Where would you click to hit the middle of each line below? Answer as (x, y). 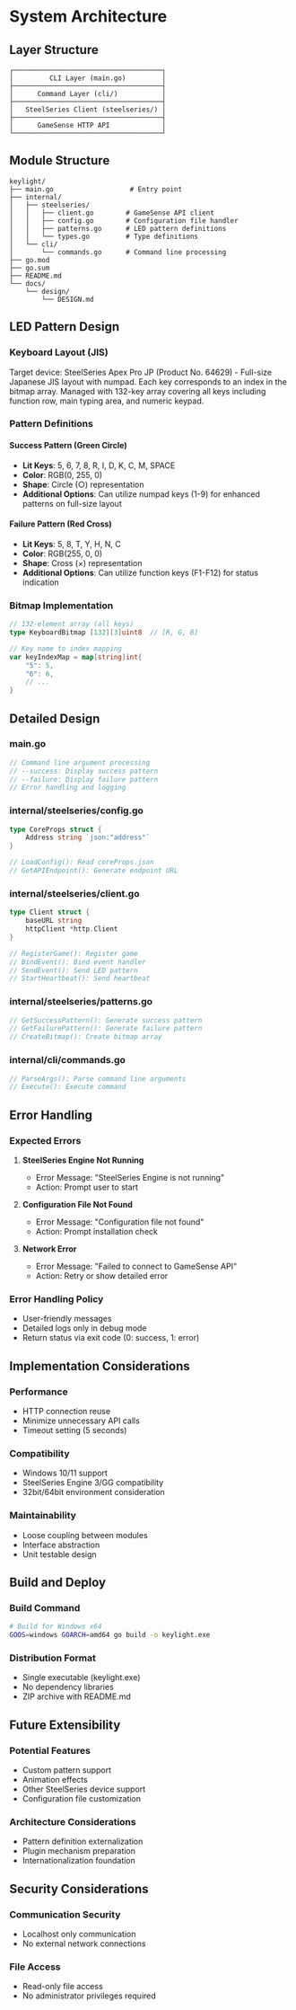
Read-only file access (62, 1987)
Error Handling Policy (57, 1298)
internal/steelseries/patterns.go (81, 1002)
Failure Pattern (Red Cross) (61, 524)
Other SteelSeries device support (84, 1789)
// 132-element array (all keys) (72, 624)
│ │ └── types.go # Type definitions (104, 236)
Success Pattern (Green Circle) (68, 446)
